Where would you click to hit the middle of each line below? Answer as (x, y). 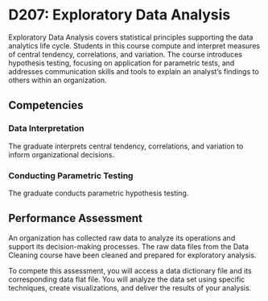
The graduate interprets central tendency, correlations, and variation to (126, 146)
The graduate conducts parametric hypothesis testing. (99, 193)
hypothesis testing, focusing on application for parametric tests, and (122, 63)
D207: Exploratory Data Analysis (120, 15)
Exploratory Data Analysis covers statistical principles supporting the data (131, 37)
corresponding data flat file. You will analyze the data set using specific (127, 279)
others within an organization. (58, 80)
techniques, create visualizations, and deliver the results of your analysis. (130, 287)
